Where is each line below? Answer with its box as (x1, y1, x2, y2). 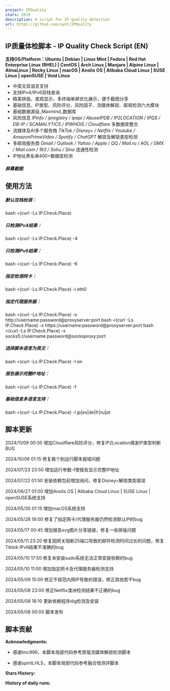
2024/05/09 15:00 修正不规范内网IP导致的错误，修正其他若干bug (5, 576, 141, 582)
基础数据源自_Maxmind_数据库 (12, 109, 77, 115)
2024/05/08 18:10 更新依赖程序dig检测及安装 (5, 598, 99, 604)
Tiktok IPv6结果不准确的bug (5, 544, 64, 550)
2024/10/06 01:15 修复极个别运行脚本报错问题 (5, 455, 100, 462)
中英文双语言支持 (12, 83, 49, 89)
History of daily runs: (5, 680, 51, 686)
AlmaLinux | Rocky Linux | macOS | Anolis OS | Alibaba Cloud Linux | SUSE (5, 67, 165, 74)
